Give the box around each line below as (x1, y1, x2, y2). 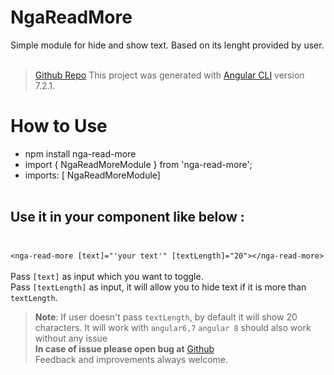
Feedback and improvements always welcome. (34, 353, 229, 365)
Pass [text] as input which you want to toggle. (10, 270, 204, 282)
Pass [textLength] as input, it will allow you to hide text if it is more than (10, 281, 307, 293)
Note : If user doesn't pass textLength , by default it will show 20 (34, 311, 298, 323)
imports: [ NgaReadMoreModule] (24, 169, 161, 181)
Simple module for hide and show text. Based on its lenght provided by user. (10, 39, 325, 51)
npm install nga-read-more (24, 147, 137, 160)
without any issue (34, 332, 108, 344)
